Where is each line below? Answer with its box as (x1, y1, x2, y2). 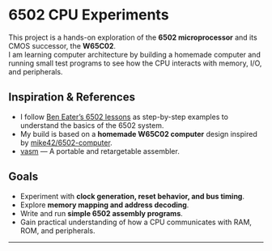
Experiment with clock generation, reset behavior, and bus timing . (19, 191, 245, 201)
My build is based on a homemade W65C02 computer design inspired (19, 129, 257, 138)
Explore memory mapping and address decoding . (19, 200, 189, 210)
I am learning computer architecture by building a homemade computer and (8, 49, 261, 59)
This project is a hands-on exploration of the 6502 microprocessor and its (8, 32, 257, 42)
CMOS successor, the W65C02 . (8, 40, 116, 50)
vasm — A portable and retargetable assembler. (19, 146, 180, 155)
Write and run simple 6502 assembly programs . (19, 208, 184, 218)
